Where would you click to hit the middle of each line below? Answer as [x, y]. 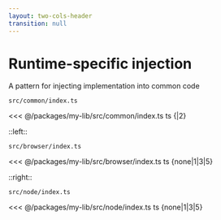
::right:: [20, 177]
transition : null [38, 24]
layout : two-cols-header [50, 16]
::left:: [18, 132]
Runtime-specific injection [100, 64]
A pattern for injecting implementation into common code [104, 86]
